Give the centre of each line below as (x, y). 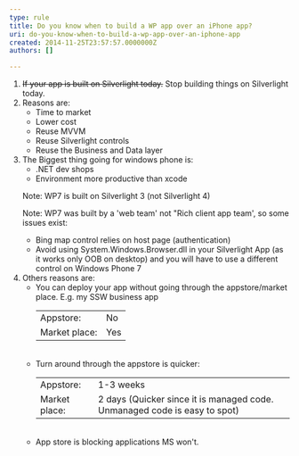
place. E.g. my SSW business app (97, 297)
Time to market (63, 112)
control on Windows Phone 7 (89, 269)
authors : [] (31, 51)
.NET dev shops (65, 170)
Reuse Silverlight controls (82, 141)
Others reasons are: (58, 278)
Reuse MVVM (61, 131)
